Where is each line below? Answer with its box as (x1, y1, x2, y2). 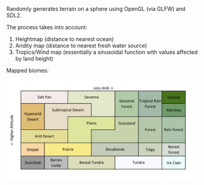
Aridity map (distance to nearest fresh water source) (15, 42, 148, 49)
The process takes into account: (6, 24, 87, 31)
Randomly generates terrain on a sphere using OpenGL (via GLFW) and (6, 6, 186, 12)
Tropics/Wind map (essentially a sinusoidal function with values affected (15, 48, 198, 56)
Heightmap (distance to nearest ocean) (15, 36, 114, 42)
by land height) (15, 55, 54, 62)
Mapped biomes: (6, 67, 49, 74)
